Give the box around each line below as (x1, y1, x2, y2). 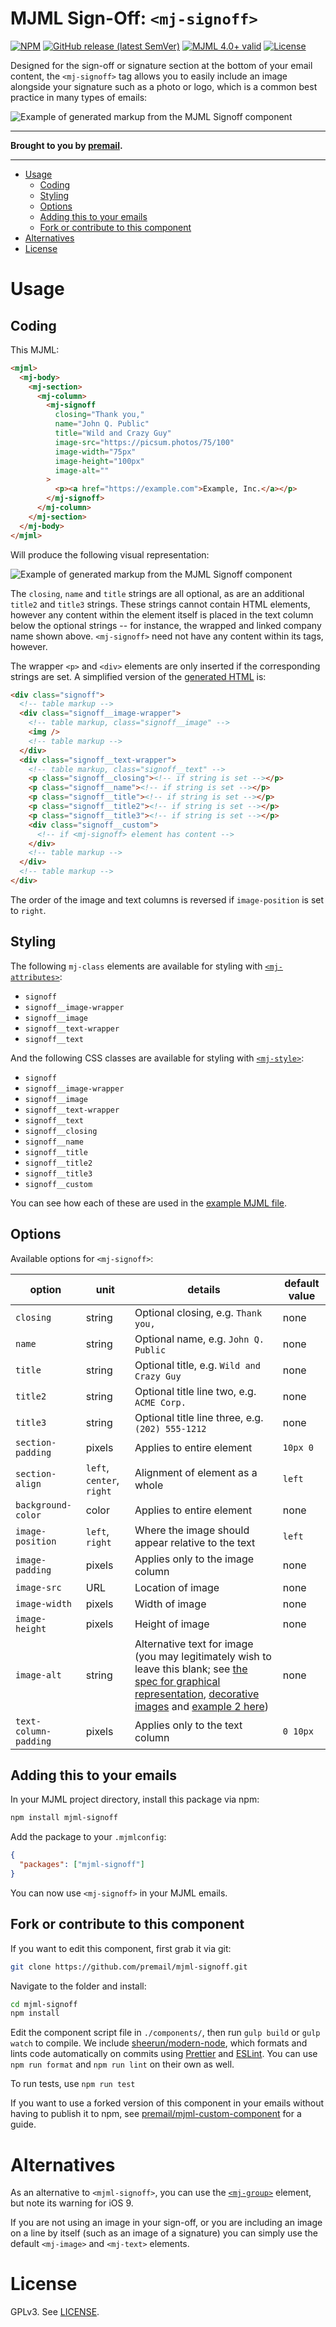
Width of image (134, 1597, 207, 1611)
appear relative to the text (134, 1535, 256, 1549)
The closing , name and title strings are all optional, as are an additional (10, 587, 305, 599)
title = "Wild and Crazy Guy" (54, 428, 172, 439)
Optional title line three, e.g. (134, 1410, 264, 1424)
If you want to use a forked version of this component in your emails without (10, 2097, 325, 2109)
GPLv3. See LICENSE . (10, 2306, 100, 2318)
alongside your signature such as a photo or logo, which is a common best (10, 80, 318, 92)
